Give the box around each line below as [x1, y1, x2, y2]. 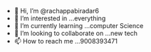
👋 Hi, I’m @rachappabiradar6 [14, 7, 100, 15]
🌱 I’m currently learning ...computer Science [14, 22, 144, 30]
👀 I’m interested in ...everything [14, 14, 106, 22]
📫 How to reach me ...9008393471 [14, 37, 118, 45]
